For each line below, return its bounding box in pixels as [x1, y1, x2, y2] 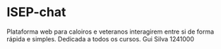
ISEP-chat [6, 4, 66, 20]
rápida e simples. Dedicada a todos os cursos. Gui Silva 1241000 [6, 34, 195, 43]
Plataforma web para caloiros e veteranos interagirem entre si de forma [6, 27, 215, 36]
